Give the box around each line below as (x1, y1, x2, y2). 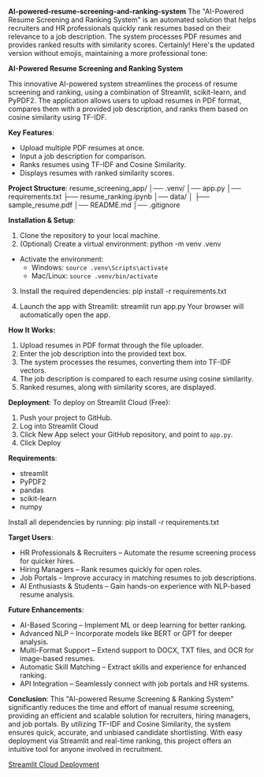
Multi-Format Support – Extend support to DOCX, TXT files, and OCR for (19, 645, 255, 655)
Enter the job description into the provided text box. (19, 349, 188, 358)
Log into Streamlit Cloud (19, 422, 99, 430)
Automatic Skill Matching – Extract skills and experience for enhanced (19, 662, 247, 671)
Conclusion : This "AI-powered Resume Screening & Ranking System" (8, 694, 234, 704)
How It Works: (8, 325, 56, 334)
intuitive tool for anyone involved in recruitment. (8, 745, 163, 753)
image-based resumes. (19, 654, 95, 663)
